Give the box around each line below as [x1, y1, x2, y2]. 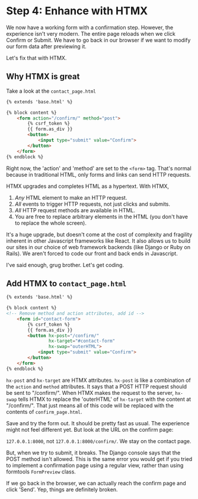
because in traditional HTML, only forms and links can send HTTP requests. [6, 171, 191, 178]
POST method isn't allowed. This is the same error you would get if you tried [6, 455, 193, 462]
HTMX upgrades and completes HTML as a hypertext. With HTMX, [6, 183, 170, 190]
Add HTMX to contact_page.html [6, 278, 127, 288]
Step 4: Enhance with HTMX [6, 4, 148, 18]
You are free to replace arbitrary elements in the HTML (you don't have [14, 213, 189, 220]
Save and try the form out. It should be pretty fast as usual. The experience [6, 419, 190, 426]
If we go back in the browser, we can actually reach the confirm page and [6, 479, 186, 487]
